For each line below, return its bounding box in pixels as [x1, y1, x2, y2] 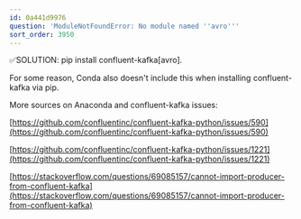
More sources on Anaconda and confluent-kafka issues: [9, 100, 218, 111]
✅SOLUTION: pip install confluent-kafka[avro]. [9, 55, 183, 66]
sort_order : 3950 [9, 30, 75, 39]
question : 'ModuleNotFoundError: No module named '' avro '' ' [9, 22, 241, 31]
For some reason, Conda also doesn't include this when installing [9, 73, 251, 84]
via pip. [32, 82, 59, 93]
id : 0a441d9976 [9, 13, 67, 23]
